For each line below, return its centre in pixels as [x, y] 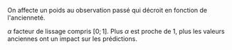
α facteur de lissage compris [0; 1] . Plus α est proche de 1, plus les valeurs [116, 31]
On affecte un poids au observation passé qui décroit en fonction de [107, 10]
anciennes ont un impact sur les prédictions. [72, 39]
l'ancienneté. [26, 18]
